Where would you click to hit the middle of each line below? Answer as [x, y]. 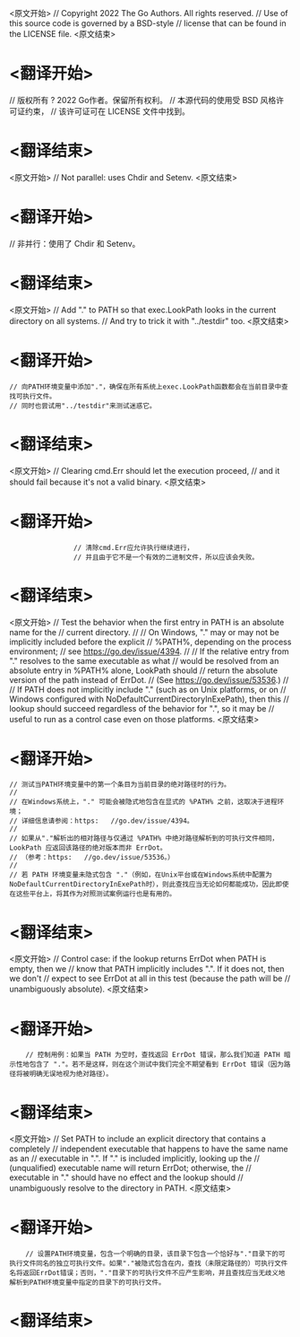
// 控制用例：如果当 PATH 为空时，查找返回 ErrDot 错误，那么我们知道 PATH [153, 1055]
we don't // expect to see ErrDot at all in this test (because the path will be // [150, 979]
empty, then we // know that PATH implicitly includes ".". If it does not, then [147, 969]
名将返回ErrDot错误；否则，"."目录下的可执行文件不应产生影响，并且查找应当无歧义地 [147, 1273]
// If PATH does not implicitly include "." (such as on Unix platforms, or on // [148, 689]
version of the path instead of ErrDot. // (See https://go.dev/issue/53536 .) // [149, 679]
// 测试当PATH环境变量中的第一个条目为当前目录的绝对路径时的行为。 [120, 785]
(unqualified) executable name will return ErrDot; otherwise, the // [131, 1168]
